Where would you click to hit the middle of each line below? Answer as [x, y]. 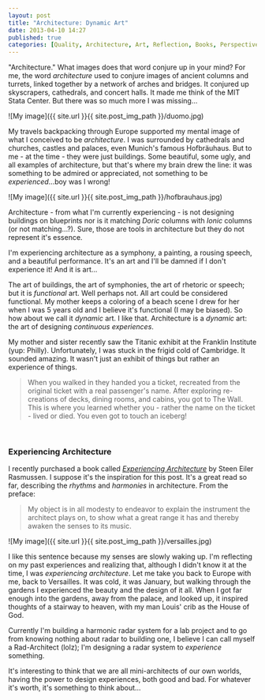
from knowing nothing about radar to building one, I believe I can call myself [132, 639]
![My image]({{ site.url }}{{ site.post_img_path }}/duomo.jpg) [106, 116]
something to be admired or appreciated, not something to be [108, 174]
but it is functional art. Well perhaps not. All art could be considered [118, 294]
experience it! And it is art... [53, 270]
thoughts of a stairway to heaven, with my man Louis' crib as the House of [129, 607]
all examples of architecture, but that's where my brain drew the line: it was [130, 165]
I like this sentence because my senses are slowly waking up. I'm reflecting [130, 556]
